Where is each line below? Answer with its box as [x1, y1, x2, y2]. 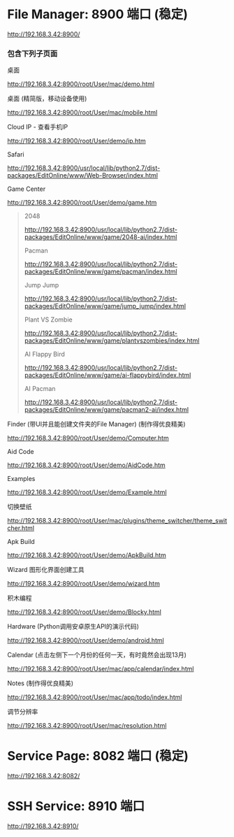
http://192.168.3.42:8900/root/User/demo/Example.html [7, 488, 167, 496]
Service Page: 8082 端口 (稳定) [7, 748, 189, 764]
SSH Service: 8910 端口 [7, 799, 145, 815]
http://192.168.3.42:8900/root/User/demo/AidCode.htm [7, 461, 166, 469]
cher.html [7, 524, 35, 532]
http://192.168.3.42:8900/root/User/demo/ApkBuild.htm [7, 551, 166, 559]
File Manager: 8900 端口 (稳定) [7, 6, 189, 22]
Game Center [7, 185, 46, 193]
